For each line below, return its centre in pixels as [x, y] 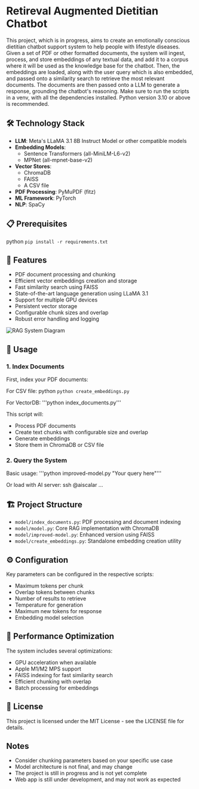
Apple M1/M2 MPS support [48, 669]
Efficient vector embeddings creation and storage [76, 281]
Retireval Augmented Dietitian [82, 11]
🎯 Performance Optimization [60, 636]
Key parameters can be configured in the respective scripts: [80, 574]
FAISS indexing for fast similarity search [64, 675]
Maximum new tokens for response [58, 611]
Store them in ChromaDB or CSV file [59, 445]
